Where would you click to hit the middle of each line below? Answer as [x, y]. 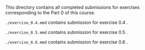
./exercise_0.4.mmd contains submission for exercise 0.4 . [67, 22]
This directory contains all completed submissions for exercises [72, 7]
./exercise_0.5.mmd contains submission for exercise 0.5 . [67, 32]
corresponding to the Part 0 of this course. [50, 13]
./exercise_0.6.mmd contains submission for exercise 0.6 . [67, 42]
